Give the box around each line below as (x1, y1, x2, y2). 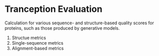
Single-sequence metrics (11, 40, 64, 46)
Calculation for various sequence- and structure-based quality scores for (4, 20, 154, 26)
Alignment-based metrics (11, 45, 64, 51)
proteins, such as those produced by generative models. (4, 25, 120, 31)
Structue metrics (11, 35, 47, 41)
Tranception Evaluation (4, 3, 103, 15)
